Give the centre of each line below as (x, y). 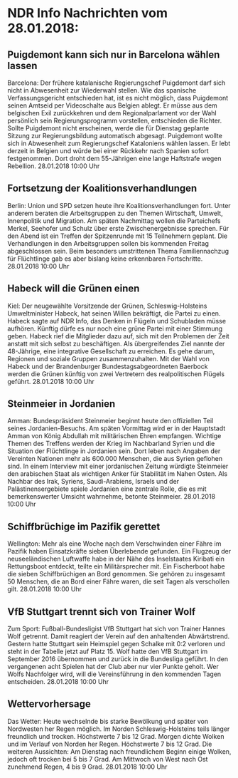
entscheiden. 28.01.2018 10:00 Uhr (58, 682)
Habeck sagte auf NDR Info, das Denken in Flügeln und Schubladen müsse (117, 321)
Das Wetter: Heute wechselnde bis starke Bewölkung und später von (108, 721)
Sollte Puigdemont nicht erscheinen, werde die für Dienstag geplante (108, 128)
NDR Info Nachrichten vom (88, 13)
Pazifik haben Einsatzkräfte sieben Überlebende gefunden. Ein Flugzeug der (119, 551)
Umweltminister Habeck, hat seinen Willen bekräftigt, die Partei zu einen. (114, 313)
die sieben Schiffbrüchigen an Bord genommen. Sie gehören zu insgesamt (116, 574)
